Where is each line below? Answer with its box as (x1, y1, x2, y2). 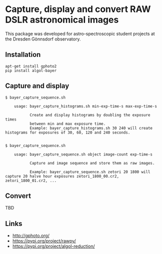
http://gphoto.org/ (12, 232, 50, 238)
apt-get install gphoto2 (5, 63, 57, 68)
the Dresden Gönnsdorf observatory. (5, 36, 81, 42)
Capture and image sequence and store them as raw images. (29, 160, 155, 165)
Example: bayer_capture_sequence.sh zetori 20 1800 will (29, 169, 151, 174)
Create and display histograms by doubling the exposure (29, 112, 151, 117)
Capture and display (5, 81, 69, 90)
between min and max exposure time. (29, 121, 106, 126)
